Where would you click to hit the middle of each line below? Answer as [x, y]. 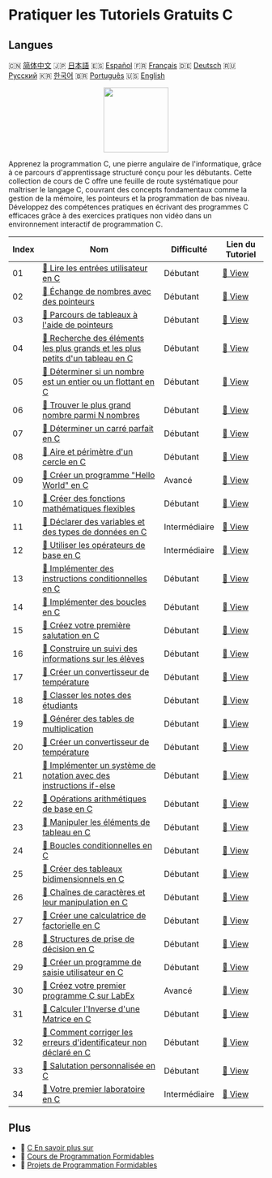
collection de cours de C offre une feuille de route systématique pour [123, 181]
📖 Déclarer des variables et [94, 522]
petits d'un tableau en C [88, 358]
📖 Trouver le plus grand [87, 405]
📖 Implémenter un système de [99, 765]
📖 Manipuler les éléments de [96, 822]
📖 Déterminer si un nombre [93, 371]
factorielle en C [72, 926]
